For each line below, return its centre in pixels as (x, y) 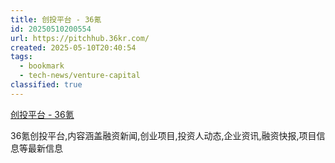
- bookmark (42, 66)
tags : (21, 57)
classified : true (46, 85)
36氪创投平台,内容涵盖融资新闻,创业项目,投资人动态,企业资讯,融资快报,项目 (163, 135)
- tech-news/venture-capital (80, 76)
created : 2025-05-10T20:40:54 (73, 47)
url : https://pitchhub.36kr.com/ (80, 38)
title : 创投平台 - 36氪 (56, 19)
